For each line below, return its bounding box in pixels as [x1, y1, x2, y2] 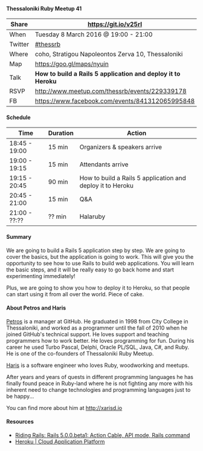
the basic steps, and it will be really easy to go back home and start [6, 266, 174, 273]
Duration [48, 129, 74, 137]
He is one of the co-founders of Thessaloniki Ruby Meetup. [6, 349, 154, 357]
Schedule [6, 114, 31, 121]
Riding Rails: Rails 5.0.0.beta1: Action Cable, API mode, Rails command [14, 432, 190, 439]
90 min [48, 178, 68, 186]
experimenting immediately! [6, 272, 76, 279]
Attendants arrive [79, 160, 129, 169]
